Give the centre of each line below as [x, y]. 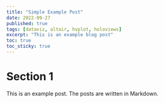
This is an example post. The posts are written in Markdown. [83, 93]
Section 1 [30, 77]
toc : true [19, 40]
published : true [27, 23]
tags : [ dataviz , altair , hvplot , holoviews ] [64, 29]
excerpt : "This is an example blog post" [60, 35]
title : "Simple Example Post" [45, 12]
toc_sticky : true [28, 47]
